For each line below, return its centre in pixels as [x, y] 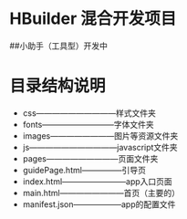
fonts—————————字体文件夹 [88, 124]
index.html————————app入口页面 [98, 181]
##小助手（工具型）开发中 [58, 46]
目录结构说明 [58, 86]
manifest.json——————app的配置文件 [99, 204]
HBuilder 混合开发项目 [93, 19]
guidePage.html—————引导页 [84, 170]
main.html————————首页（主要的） [101, 193]
